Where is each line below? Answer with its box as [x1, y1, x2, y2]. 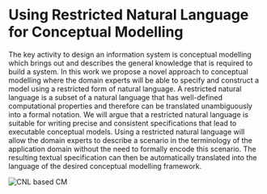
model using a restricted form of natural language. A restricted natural [8, 83, 242, 94]
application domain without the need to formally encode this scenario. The [8, 144, 256, 154]
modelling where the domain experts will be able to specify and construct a [8, 75, 260, 85]
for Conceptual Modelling [8, 23, 184, 41]
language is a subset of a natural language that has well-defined [8, 92, 223, 102]
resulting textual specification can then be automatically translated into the [8, 152, 257, 162]
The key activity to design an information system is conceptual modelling [8, 49, 252, 59]
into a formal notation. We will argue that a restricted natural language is [8, 109, 249, 119]
